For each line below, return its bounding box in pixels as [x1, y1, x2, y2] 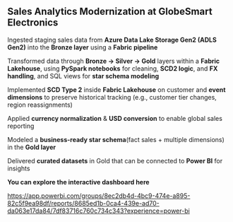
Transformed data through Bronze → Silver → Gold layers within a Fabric [7, 57, 220, 65]
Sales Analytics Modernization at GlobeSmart [7, 6, 213, 18]
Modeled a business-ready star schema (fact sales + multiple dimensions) [7, 135, 225, 144]
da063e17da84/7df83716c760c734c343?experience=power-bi [7, 206, 191, 215]
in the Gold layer [7, 143, 56, 151]
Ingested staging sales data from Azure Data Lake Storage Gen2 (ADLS [7, 35, 217, 44]
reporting [7, 122, 35, 130]
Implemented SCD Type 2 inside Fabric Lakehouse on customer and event [7, 85, 226, 94]
